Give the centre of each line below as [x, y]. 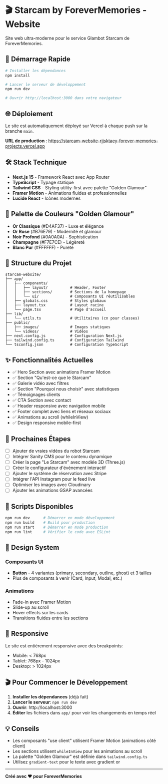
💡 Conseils [22, 729]
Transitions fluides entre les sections [50, 618]
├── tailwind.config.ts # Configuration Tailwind [64, 340]
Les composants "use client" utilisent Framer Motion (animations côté [84, 741]
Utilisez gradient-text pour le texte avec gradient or [66, 762]
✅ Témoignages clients [36, 395]
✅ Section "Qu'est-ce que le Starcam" [52, 378]
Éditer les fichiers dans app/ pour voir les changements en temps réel [84, 713]
